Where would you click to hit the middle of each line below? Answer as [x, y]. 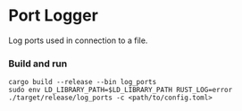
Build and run [38, 64]
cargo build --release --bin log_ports [83, 82]
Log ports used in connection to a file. [78, 40]
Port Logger [54, 16]
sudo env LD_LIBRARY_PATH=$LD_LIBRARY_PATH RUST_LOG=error [121, 90]
